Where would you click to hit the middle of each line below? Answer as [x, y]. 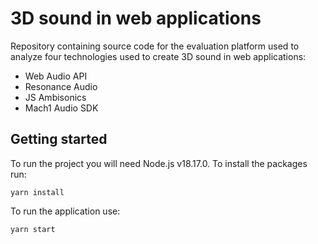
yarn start [33, 229]
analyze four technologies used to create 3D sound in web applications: [158, 56]
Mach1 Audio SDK [61, 108]
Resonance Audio [61, 86]
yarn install [37, 192]
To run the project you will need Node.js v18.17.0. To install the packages [159, 163]
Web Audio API [56, 76]
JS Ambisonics [55, 97]
